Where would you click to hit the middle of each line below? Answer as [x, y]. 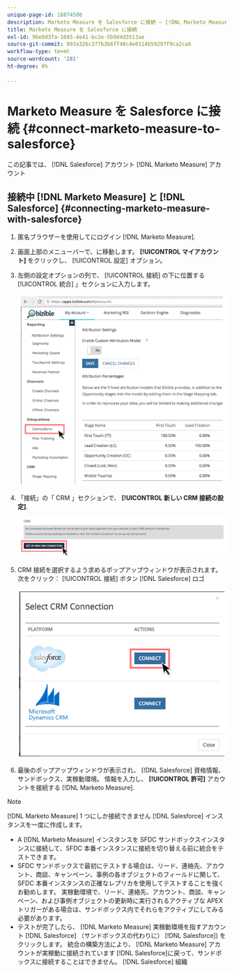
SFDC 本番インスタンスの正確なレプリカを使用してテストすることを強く [121, 883]
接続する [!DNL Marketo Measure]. [85, 788]
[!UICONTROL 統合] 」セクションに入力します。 [86, 284]
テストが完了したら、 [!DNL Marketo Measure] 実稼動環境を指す [109, 927]
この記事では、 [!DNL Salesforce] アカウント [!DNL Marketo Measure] [107, 164]
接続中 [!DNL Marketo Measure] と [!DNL [96, 197]
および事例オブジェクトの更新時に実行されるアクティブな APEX [132, 901]
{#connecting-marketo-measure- [135, 208]
